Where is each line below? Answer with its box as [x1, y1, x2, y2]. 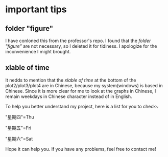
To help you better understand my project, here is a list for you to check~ [5, 103, 159, 109]
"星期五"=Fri [5, 125, 32, 131]
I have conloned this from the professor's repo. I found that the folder [5, 37, 151, 44]
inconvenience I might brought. [5, 49, 71, 54]
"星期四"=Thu [5, 114, 34, 120]
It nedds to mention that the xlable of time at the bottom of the [5, 77, 136, 83]
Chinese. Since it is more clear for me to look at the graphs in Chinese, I [5, 88, 156, 94]
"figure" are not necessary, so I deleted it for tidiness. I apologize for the [5, 43, 157, 49]
